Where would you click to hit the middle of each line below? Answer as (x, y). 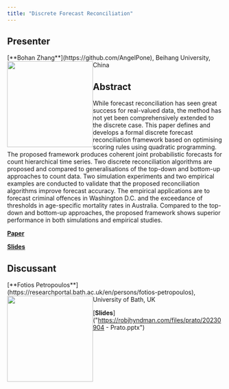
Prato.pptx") (128, 328)
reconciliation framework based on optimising (158, 140)
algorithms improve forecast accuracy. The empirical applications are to (109, 191)
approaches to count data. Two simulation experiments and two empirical (111, 177)
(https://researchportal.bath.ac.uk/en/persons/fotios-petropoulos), (101, 292)
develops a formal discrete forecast (143, 133)
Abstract (112, 87)
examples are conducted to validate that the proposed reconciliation (104, 184)
